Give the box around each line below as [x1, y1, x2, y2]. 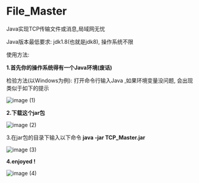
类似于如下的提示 [6, 84, 49, 92]
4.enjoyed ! [6, 157, 36, 165]
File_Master [6, 4, 67, 18]
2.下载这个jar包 [6, 109, 46, 116]
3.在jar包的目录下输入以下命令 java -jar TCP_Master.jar [6, 134, 145, 141]
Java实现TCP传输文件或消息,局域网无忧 [6, 25, 105, 32]
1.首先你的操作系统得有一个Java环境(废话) [6, 64, 113, 71]
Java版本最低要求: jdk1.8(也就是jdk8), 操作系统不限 [6, 38, 134, 45]
